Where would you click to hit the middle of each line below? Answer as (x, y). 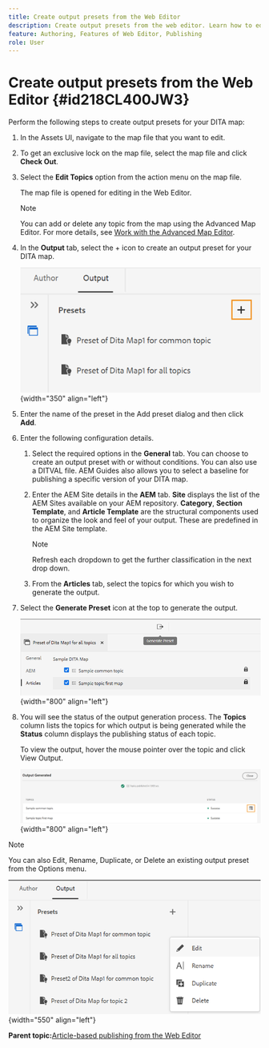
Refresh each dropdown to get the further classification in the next (142, 560)
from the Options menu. (48, 869)
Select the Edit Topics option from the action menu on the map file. (131, 177)
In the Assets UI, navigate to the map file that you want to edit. (122, 138)
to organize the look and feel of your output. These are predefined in (145, 520)
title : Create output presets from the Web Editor (94, 17)
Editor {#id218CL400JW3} (99, 100)
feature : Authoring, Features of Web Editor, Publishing (105, 34)
